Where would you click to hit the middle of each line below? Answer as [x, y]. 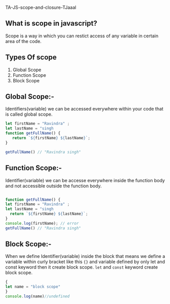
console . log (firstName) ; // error [42, 223]
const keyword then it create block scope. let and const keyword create [82, 267]
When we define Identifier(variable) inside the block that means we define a [85, 256]
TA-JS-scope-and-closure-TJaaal [41, 7]
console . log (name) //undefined [38, 296]
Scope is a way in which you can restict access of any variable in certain [82, 36]
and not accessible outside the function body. [54, 186]
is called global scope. [29, 114]
